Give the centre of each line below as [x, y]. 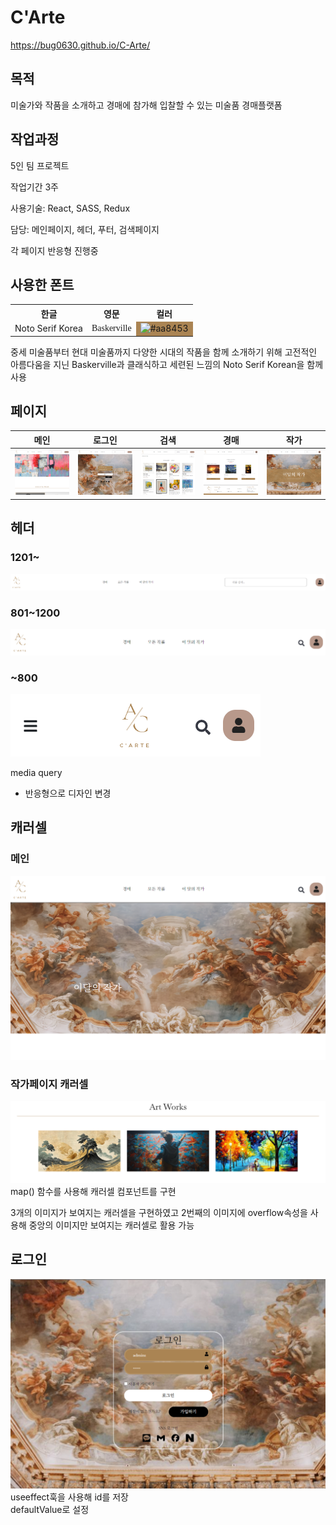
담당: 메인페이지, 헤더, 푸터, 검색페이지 [85, 229]
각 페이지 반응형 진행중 [54, 250]
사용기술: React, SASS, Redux [70, 208]
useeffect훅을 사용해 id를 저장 [69, 1497]
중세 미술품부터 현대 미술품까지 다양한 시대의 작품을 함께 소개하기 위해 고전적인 [164, 352]
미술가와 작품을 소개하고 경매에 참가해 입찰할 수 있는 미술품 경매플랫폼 [146, 105]
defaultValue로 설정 [50, 1510]
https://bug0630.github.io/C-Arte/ [80, 45]
